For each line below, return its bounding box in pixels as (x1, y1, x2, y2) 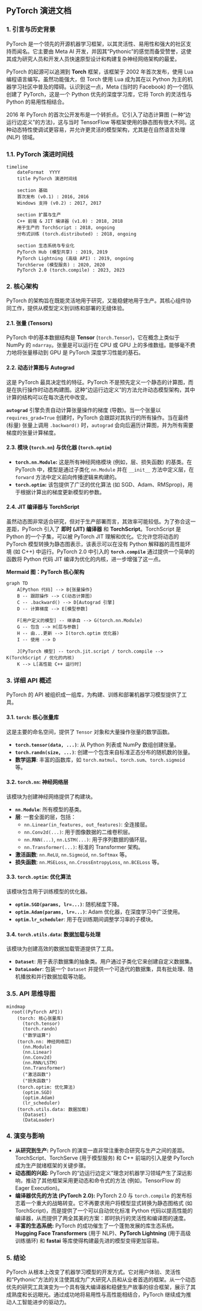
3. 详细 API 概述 (6, 676, 52, 685)
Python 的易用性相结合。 (6, 98, 68, 105)
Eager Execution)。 (14, 1184, 63, 1191)
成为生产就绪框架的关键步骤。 (14, 1162, 89, 1169)
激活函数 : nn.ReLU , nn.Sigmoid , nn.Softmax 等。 (14, 851, 130, 858)
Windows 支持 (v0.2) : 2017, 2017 (17, 200, 102, 206)
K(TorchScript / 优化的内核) (6, 655, 75, 661)
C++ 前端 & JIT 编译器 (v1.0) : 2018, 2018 (17, 218, 123, 224)
